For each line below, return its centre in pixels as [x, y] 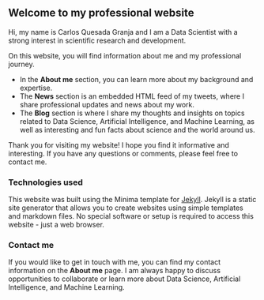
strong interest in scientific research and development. [97, 40]
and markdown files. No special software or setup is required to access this [131, 216]
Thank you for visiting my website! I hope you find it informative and [119, 144]
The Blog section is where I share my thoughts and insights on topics [132, 113]
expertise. [36, 88]
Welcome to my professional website [101, 13]
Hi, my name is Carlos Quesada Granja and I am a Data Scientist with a [123, 32]
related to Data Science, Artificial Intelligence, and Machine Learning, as [137, 121]
